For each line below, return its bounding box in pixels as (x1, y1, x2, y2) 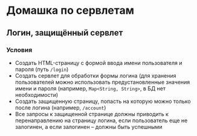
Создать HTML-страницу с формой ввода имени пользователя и (15, 59, 182, 66)
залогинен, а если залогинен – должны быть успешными (15, 123, 163, 130)
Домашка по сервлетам (6, 4, 135, 17)
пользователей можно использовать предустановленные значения (15, 78, 190, 85)
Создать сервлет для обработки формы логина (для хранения (15, 72, 176, 79)
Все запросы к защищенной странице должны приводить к (15, 110, 169, 117)
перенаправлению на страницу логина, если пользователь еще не (15, 117, 188, 124)
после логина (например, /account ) (15, 104, 106, 111)
